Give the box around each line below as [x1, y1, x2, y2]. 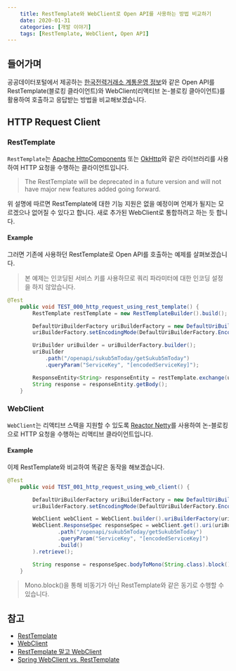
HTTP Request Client [7, 116, 100, 128]
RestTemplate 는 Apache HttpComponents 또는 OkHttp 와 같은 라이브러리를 [7, 154, 216, 163]
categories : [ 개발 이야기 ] [20, 23, 91, 30]
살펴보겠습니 [192, 250, 228, 258]
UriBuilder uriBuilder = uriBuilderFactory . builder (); [32, 342, 197, 349]
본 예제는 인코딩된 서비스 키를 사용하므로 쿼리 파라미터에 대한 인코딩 [24, 273, 211, 282]
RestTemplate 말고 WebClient [17, 648, 102, 656]
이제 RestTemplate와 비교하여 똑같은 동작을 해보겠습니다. [7, 462, 165, 471]
